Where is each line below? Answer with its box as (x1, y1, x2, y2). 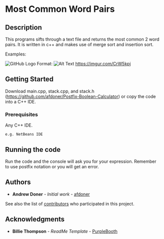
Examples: (5, 51, 26, 57)
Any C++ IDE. (5, 122, 33, 128)
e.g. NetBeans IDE (5, 132, 43, 137)
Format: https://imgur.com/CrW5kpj (37, 61, 131, 66)
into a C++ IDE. (5, 98, 36, 104)
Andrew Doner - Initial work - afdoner (12, 191, 90, 197)
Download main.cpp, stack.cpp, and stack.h (5, 88, 95, 94)
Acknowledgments (5, 215, 65, 224)
